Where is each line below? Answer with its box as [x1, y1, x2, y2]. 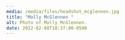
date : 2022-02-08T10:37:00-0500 [6, 25, 87, 31]
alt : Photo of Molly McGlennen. [6, 19, 87, 25]
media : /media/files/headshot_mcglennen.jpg [6, 8, 120, 15]
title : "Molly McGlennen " [6, 14, 74, 20]
